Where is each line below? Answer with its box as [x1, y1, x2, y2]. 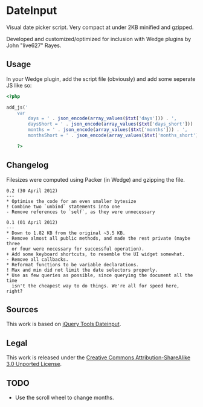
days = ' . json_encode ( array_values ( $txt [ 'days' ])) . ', [28, 115, 177, 121]
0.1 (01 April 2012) [6, 219, 59, 225]
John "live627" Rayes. [6, 42, 62, 49]
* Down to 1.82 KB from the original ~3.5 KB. [6, 230, 126, 236]
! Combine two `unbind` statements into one [6, 203, 120, 210]
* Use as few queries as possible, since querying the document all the [6, 272, 193, 278]
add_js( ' [6, 104, 28, 111]
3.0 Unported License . [6, 361, 62, 368]
